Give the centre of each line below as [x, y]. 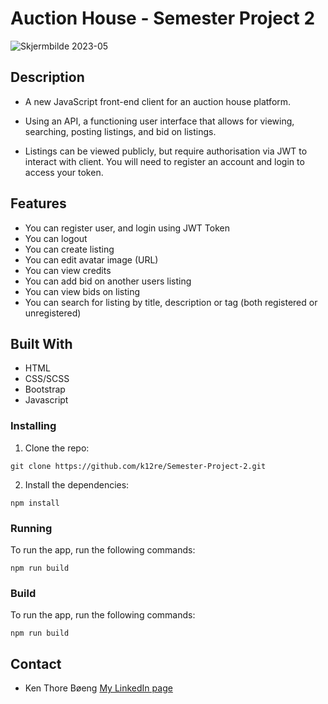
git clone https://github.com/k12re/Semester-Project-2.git [138, 466]
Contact [36, 663]
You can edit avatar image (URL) [91, 259]
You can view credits [68, 270]
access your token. [64, 172]
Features [38, 203]
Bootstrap [45, 389]
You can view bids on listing [82, 291]
